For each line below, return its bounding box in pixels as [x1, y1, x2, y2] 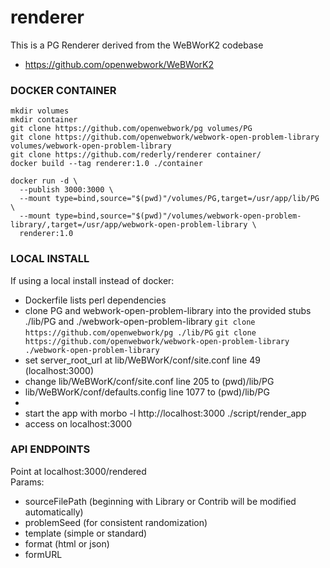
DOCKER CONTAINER [10, 83, 117, 97]
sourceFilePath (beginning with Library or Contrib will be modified [24, 495, 297, 507]
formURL [24, 548, 63, 560]
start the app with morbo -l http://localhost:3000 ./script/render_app [24, 407, 307, 419]
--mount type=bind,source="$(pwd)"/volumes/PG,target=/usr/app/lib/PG [19, 194, 320, 204]
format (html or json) [24, 537, 110, 550]
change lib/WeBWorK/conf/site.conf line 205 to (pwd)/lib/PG [24, 375, 275, 387]
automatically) [24, 506, 84, 518]
